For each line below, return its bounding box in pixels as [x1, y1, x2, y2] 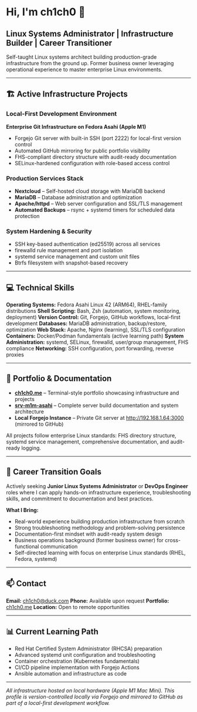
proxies [6, 351, 25, 358]
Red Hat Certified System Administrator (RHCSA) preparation [14, 645, 162, 652]
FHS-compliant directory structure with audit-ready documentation [14, 153, 177, 161]
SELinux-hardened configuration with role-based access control [14, 159, 170, 166]
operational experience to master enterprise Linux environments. [6, 66, 163, 73]
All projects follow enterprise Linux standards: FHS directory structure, [6, 432, 177, 439]
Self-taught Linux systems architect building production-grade [6, 54, 157, 61]
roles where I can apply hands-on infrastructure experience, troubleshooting [6, 489, 191, 496]
